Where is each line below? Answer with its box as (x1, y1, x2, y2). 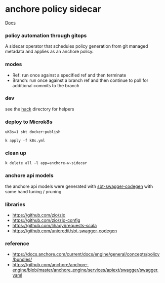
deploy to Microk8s (5, 118, 53, 125)
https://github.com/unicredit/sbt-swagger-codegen (12, 228, 117, 234)
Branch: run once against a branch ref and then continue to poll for (12, 77, 149, 83)
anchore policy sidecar (5, 3, 101, 15)
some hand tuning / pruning (5, 188, 62, 194)
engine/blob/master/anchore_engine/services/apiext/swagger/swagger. (12, 267, 159, 273)
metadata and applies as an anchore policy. (5, 48, 94, 55)
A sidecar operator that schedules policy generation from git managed (5, 43, 148, 49)
